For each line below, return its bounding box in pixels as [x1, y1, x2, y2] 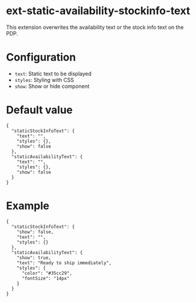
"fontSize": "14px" [21, 275, 69, 281]
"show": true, [16, 255, 51, 261]
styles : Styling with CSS [14, 76, 74, 83]
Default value [6, 103, 73, 117]
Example [6, 199, 49, 212]
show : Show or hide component [14, 83, 90, 90]
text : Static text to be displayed [14, 70, 92, 77]
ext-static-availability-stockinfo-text [6, 4, 190, 18]
